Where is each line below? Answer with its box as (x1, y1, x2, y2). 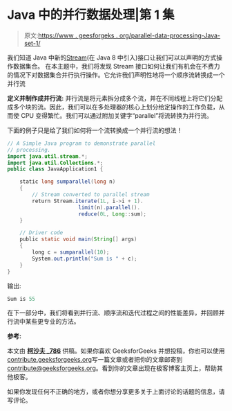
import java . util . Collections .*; (7, 159, 104, 166)
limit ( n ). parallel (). (78, 204, 140, 211)
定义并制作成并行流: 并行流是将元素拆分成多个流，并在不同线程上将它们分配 (7, 94, 223, 102)
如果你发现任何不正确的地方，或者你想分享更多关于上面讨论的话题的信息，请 (7, 387, 225, 396)
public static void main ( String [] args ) (19, 236, 137, 243)
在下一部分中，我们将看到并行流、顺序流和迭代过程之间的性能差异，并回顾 (7, 308, 219, 317)
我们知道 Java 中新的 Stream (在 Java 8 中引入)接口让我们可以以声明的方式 (7, 53, 217, 62)
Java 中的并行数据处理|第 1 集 (7, 7, 175, 23)
